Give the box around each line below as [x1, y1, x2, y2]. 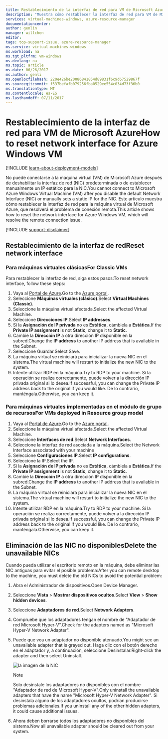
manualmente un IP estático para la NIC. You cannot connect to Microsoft [5, 185, 156, 191]
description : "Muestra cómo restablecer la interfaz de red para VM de [5, 12, 158, 17]
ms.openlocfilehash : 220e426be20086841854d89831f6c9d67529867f [5, 77, 140, 82]
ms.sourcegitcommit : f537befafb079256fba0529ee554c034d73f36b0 [5, 81, 140, 86]
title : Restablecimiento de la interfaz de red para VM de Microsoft [5, 7, 154, 12]
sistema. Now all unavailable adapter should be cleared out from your [12, 723, 155, 729]
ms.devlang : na [5, 58, 37, 63]
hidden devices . [12, 597, 47, 603]
